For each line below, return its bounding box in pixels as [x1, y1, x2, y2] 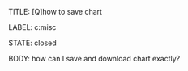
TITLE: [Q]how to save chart [8, 7, 103, 16]
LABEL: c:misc [8, 23, 57, 31]
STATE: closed [8, 38, 57, 48]
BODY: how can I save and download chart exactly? [8, 54, 181, 63]
